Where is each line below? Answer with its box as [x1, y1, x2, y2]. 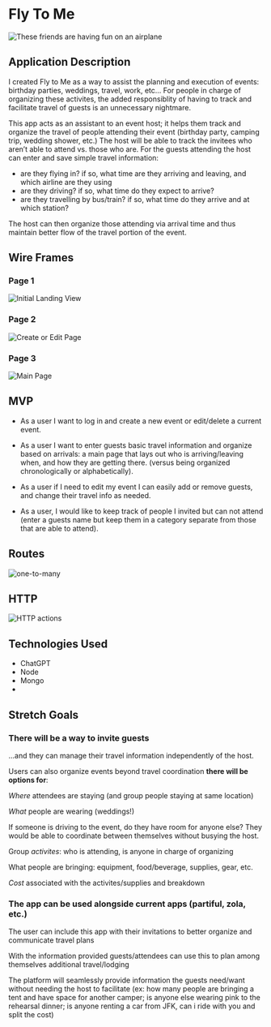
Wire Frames [8, 251, 74, 264]
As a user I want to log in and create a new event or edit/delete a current [19, 415, 262, 426]
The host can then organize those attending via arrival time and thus [8, 218, 236, 228]
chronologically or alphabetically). [19, 466, 133, 475]
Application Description [8, 55, 131, 69]
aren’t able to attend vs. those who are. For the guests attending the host [8, 144, 252, 154]
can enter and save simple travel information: [8, 153, 159, 162]
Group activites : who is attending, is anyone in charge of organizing [8, 846, 234, 856]
